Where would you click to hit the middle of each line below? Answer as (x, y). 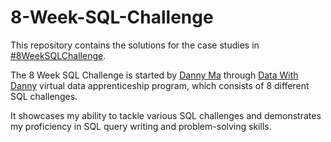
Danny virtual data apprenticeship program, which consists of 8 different (160, 85)
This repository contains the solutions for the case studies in (135, 45)
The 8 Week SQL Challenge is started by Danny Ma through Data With (154, 75)
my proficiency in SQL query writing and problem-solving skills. (141, 126)
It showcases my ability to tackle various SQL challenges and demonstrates (166, 115)
